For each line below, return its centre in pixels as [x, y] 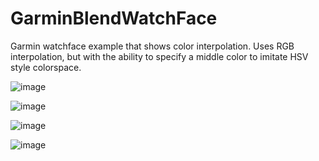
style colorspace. [46, 67]
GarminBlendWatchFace [114, 18]
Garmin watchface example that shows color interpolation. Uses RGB [152, 46]
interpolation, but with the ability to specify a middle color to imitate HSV [159, 56]
